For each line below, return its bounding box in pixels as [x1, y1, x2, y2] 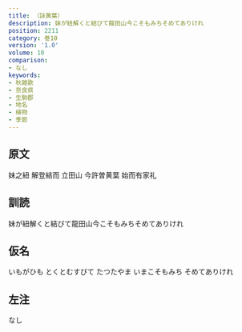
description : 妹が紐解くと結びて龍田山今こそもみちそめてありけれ [8, 19, 204, 27]
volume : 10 [8, 49, 45, 57]
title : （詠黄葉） [8, 11, 64, 20]
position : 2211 [8, 26, 59, 34]
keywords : [8, 71, 42, 79]
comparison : [8, 57, 48, 65]
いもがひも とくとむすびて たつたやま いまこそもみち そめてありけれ [8, 267, 234, 277]
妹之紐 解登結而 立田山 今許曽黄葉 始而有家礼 [8, 170, 157, 180]
